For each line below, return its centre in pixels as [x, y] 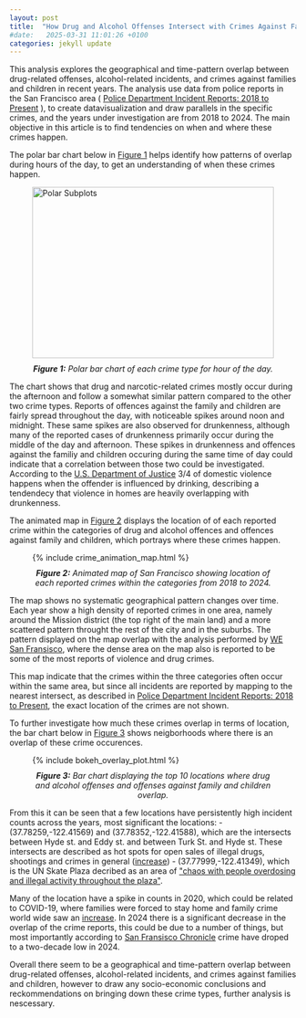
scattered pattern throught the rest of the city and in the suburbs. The [140, 630]
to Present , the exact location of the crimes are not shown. [119, 706]
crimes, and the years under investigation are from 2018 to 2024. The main [150, 118]
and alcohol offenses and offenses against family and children [153, 785]
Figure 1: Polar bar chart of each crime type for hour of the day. [153, 369]
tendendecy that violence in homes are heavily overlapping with [129, 493]
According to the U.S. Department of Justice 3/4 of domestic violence [141, 474]
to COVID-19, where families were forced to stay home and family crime [144, 908]
